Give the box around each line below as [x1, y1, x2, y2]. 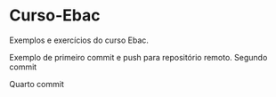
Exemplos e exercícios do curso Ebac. [9, 35, 150, 45]
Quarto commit [9, 78, 64, 89]
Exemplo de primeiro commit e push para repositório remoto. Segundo [9, 52, 268, 62]
